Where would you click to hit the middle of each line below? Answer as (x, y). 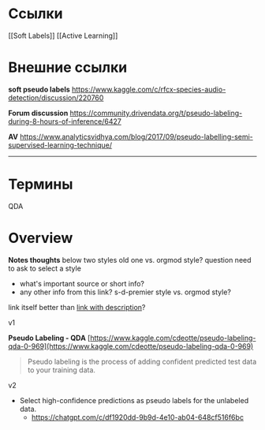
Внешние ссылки (68, 67)
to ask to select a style (45, 268)
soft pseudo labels (39, 89)
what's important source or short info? (82, 283)
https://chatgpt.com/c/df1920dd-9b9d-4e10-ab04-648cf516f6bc (138, 417)
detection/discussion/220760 (56, 97)
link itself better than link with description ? (77, 307)
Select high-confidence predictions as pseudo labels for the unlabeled (134, 400)
